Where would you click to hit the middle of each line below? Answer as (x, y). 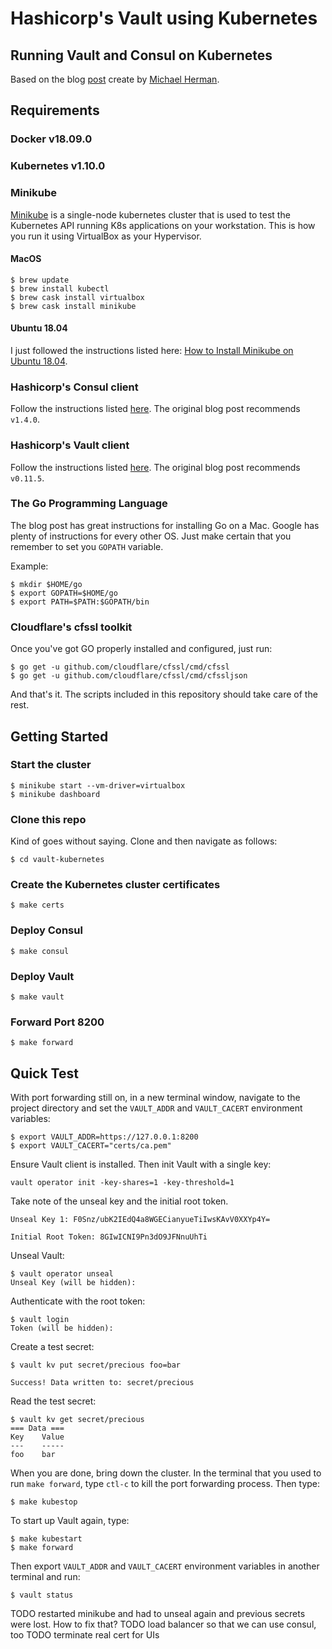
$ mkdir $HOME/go (46, 584)
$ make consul (40, 951)
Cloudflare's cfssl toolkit (71, 627)
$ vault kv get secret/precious (77, 1420)
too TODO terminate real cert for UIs (85, 1635)
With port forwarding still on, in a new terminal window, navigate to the (155, 1098)
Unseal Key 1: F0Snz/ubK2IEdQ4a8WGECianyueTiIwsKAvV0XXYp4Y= (140, 1220)
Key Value (37, 1437)
